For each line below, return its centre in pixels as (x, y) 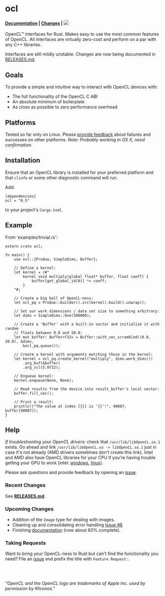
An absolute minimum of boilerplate (48, 102)
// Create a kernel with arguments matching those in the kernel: (83, 354)
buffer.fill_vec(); (34, 393)
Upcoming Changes (29, 509)
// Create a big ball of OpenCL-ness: (54, 298)
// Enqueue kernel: (34, 376)
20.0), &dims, (20, 341)
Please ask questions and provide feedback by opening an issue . (71, 472)
